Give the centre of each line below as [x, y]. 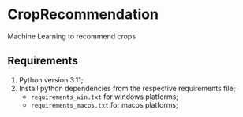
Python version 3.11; [51, 79]
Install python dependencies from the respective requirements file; [127, 88]
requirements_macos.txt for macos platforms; [104, 104]
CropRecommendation [83, 15]
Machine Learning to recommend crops [71, 36]
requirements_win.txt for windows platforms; [105, 97]
